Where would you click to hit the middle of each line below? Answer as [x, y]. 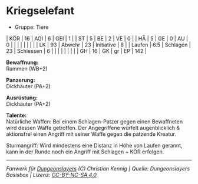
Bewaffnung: [22, 62]
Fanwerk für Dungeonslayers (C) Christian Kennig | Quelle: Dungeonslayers [98, 168]
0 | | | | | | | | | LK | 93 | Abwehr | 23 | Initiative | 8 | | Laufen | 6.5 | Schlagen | [99, 45]
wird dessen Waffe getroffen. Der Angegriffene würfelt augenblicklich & [93, 128]
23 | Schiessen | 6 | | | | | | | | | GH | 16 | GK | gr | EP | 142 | [77, 51]
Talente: [16, 115]
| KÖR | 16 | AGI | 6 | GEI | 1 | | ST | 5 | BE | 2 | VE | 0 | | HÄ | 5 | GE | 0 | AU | [97, 38]
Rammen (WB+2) [27, 68]
